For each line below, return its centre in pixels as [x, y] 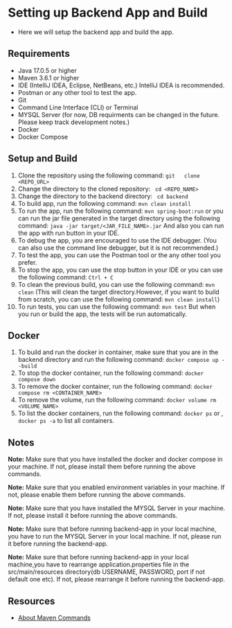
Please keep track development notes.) [74, 122]
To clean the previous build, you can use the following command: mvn [116, 284]
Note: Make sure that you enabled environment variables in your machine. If [116, 487]
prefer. [27, 262]
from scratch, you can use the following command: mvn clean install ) [119, 299]
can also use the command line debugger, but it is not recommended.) [118, 247]
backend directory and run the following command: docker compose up [118, 360]
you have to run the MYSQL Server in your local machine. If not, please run [115, 537]
